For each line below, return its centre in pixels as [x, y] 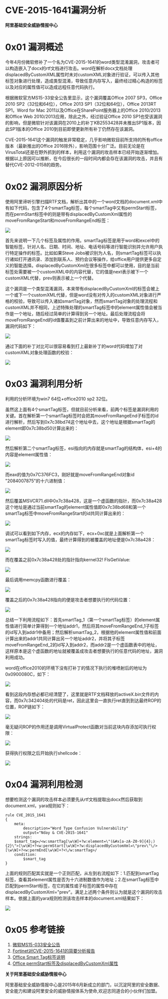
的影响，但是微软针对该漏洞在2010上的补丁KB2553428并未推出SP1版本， [81, 123]
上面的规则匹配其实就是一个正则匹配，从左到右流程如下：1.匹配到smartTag [82, 873]
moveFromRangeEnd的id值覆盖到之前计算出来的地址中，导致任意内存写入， [83, 320]
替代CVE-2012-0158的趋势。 [34, 164]
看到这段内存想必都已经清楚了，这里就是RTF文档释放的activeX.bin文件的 [80, 694]
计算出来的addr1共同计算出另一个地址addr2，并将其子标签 [65, 638]
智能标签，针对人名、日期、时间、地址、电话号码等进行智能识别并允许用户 [82, 246]
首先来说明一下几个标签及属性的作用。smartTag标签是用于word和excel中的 [82, 240]
